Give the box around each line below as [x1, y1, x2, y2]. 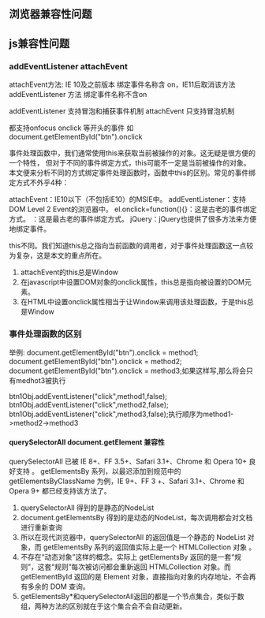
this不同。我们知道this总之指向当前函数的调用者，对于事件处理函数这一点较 [9, 241, 254, 251]
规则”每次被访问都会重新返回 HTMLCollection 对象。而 [54, 562, 231, 571]
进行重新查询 [20, 523, 62, 532]
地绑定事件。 [9, 224, 50, 234]
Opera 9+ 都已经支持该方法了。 [9, 486, 111, 495]
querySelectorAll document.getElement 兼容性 [9, 437, 165, 447]
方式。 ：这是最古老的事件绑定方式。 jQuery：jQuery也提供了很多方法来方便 [9, 214, 257, 224]
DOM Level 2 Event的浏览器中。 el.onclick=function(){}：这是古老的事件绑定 [9, 204, 257, 214]
